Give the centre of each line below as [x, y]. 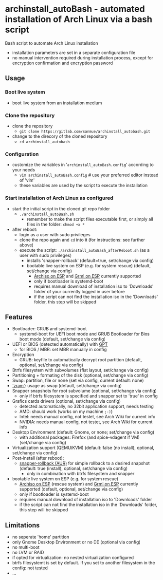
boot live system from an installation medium [57, 103]
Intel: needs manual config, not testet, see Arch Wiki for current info [87, 417]
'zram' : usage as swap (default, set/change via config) [67, 386]
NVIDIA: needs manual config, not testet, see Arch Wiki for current [86, 422]
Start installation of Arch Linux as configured [59, 198]
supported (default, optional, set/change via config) [71, 489]
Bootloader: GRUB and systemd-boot [49, 329]
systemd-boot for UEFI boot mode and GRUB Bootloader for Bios [84, 334]
